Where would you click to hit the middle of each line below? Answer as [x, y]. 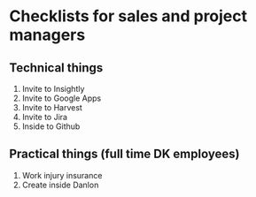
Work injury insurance [62, 175]
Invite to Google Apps [62, 98]
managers [47, 35]
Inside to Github [51, 126]
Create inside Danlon [60, 185]
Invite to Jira [45, 117]
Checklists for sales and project [128, 16]
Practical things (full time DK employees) [124, 154]
